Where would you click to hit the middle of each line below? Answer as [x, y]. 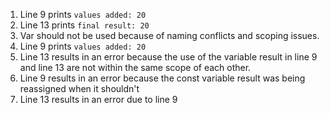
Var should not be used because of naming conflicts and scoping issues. [169, 35]
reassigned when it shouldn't [79, 88]
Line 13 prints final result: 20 [84, 25]
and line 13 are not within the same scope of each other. [135, 67]
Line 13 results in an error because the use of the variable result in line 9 [168, 57]
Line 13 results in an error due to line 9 [98, 99]
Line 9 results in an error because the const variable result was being [162, 78]
